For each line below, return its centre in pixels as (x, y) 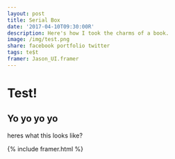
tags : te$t (23, 53)
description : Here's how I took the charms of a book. (88, 33)
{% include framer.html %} (45, 149)
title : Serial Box (34, 20)
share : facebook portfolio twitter (59, 46)
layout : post (26, 14)
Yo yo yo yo (33, 119)
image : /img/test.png (39, 40)
